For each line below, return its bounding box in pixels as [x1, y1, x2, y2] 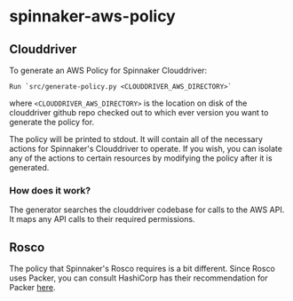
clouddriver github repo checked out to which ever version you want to [9, 107, 269, 117]
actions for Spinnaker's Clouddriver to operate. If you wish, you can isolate [9, 144, 282, 154]
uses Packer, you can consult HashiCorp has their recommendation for [9, 273, 268, 283]
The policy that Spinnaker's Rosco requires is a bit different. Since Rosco [9, 264, 275, 274]
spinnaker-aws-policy [9, 6, 176, 27]
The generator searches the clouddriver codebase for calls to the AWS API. [9, 204, 285, 215]
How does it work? [9, 184, 91, 196]
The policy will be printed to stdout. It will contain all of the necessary [9, 134, 264, 144]
